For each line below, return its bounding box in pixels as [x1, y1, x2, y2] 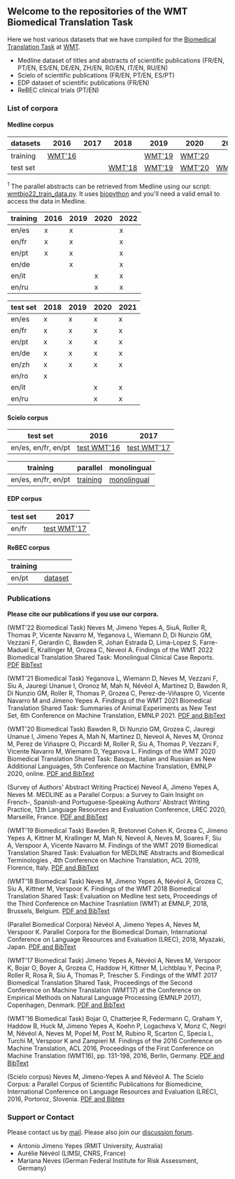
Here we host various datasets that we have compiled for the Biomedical [7, 35, 217, 43]
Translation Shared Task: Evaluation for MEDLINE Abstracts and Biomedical [7, 848, 225, 856]
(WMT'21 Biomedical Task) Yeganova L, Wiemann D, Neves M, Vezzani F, [7, 674, 218, 682]
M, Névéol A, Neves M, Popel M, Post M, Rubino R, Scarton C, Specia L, [7, 1029, 214, 1038]
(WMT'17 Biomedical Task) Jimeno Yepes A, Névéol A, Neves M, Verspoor [7, 956, 221, 964]
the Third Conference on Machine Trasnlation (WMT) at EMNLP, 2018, [7, 899, 208, 908]
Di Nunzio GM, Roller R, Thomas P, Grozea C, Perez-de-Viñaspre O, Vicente [7, 689, 225, 697]
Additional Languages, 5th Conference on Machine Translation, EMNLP [7, 762, 212, 770]
